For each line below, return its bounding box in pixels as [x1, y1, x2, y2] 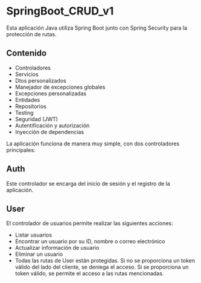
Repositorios [14, 103, 46, 110]
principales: [6, 146, 36, 153]
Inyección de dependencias [14, 128, 85, 135]
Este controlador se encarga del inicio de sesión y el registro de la [6, 180, 170, 187]
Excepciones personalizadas [14, 89, 86, 97]
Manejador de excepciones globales [14, 83, 106, 91]
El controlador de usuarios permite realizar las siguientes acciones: [6, 220, 173, 227]
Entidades [14, 96, 40, 103]
